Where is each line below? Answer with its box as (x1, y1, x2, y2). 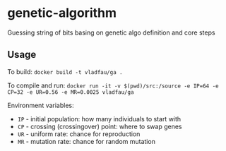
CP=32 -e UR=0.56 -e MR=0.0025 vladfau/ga (7, 88, 134, 96)
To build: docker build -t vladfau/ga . (7, 67, 123, 75)
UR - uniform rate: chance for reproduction (17, 129, 141, 138)
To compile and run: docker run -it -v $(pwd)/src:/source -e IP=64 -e (7, 81, 219, 90)
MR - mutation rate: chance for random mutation (17, 137, 155, 145)
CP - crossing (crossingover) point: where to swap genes (17, 122, 182, 131)
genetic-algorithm (7, 5, 117, 21)
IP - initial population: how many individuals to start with (17, 114, 182, 123)
